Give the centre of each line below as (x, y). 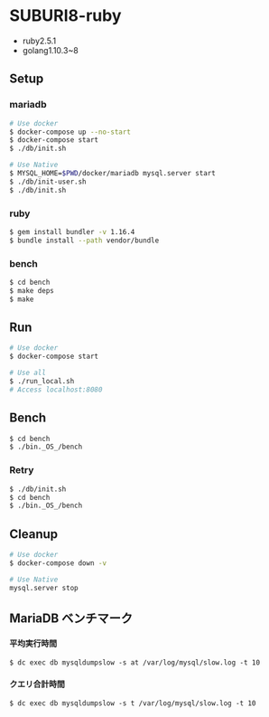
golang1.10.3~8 (50, 50)
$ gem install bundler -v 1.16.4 (72, 231)
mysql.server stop (44, 588)
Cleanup (34, 534)
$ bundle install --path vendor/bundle (84, 241)
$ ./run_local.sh (42, 382)
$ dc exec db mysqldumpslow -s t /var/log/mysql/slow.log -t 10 (133, 703)
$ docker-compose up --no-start (70, 132)
